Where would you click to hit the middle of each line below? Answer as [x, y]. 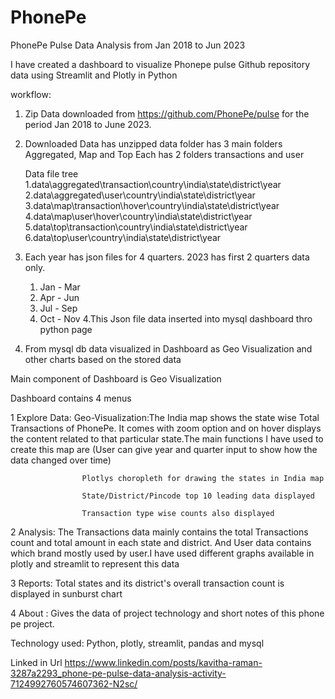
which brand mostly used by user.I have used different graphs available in [162, 553]
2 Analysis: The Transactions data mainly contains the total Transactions [159, 532]
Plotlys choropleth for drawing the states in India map [203, 478]
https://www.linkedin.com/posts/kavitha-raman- [163, 662]
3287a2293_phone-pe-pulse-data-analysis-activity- [118, 673]
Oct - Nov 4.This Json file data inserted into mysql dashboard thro [176, 318]
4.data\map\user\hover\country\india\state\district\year [138, 216]
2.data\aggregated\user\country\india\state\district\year [140, 195]
